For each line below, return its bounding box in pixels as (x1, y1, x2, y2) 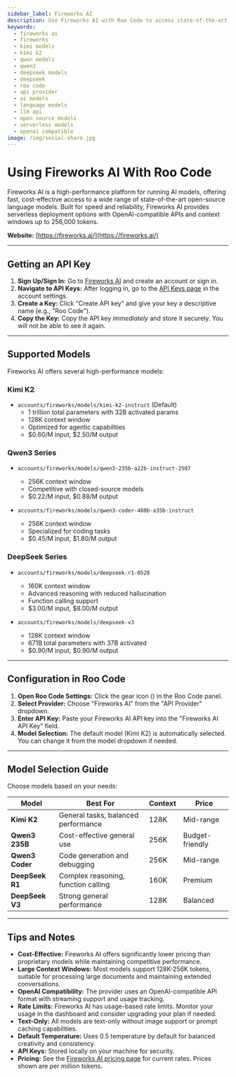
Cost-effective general (58, 831, 135, 840)
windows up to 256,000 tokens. (7, 218, 99, 226)
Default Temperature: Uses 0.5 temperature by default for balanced (17, 1032, 216, 1040)
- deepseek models (13, 69, 68, 76)
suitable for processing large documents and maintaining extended (17, 972, 212, 981)
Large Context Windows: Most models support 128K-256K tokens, (17, 965, 211, 973)
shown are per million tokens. (17, 1062, 103, 1071)
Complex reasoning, (58, 871, 125, 881)
